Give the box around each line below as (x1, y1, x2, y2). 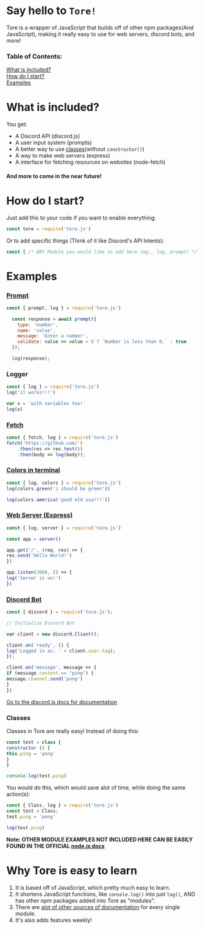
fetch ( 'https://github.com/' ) (6, 440, 84, 446)
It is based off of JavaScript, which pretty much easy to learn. (15, 884, 171, 891)
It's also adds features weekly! (15, 916, 93, 923)
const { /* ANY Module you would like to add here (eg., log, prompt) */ (6, 249, 198, 255)
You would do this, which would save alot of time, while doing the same (6, 784, 186, 791)
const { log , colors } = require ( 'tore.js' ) (6, 480, 121, 486)
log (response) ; (12, 356, 51, 362)
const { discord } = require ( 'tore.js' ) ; (6, 609, 113, 615)
